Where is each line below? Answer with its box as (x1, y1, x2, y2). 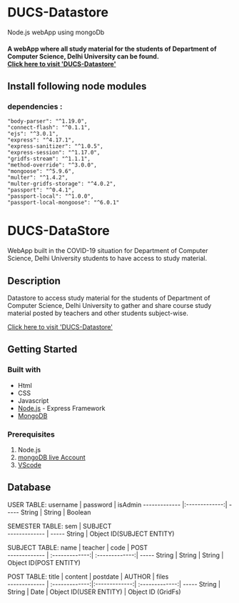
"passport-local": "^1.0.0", (7, 193, 94, 200)
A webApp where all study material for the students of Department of (7, 44, 217, 53)
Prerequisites (7, 429, 55, 439)
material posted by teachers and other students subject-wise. (7, 309, 189, 317)
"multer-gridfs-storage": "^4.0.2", (7, 180, 116, 188)
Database (7, 482, 51, 494)
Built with (7, 365, 41, 375)
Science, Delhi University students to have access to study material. (7, 254, 208, 263)
